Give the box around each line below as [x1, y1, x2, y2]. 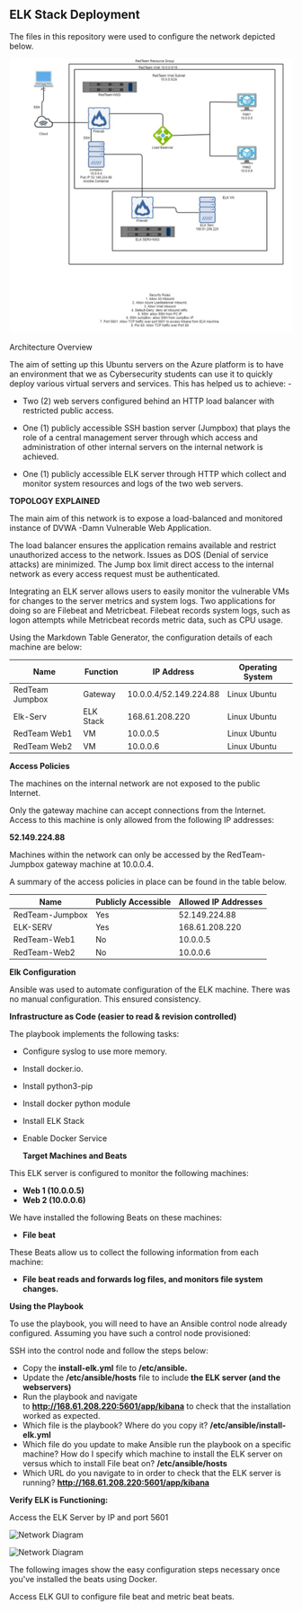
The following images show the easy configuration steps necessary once [9, 1564, 280, 1575]
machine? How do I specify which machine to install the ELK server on [22, 1448, 283, 1459]
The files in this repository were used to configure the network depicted [9, 31, 276, 41]
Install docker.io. [22, 1064, 84, 1075]
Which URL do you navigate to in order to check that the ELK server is [22, 1468, 281, 1479]
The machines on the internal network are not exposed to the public [9, 778, 261, 789]
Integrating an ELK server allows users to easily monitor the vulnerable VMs [9, 586, 290, 597]
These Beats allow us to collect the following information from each [9, 1247, 259, 1258]
